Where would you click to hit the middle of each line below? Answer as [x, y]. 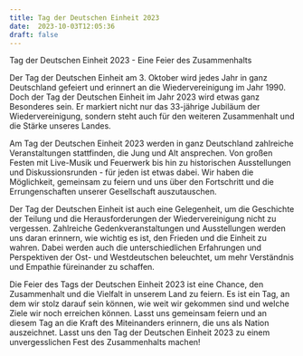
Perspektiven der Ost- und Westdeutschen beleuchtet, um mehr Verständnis [151, 257]
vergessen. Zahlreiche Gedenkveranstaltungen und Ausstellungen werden [148, 228]
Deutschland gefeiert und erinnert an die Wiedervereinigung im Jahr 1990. [148, 88]
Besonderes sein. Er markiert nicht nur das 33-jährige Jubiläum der [135, 107]
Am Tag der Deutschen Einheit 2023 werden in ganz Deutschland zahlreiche [151, 144]
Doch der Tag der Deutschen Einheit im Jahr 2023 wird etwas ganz [135, 97]
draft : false [34, 34]
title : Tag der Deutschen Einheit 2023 [85, 18]
